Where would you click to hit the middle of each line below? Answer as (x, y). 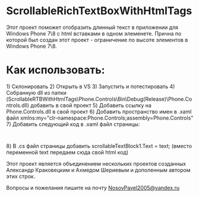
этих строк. (21, 176)
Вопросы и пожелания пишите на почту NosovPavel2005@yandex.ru (93, 188)
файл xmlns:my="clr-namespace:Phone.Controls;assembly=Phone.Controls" (100, 118)
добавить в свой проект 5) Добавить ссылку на (91, 105)
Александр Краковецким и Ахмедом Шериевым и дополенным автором (99, 170)
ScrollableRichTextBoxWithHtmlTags (99, 11)
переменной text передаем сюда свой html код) (67, 152)
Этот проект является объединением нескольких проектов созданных (96, 163)
